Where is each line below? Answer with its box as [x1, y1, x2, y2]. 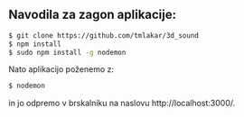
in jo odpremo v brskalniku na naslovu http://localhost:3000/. [8, 98, 236, 109]
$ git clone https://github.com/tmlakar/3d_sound [8, 31, 200, 40]
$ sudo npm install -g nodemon [8, 48, 127, 57]
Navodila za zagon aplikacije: [8, 7, 177, 22]
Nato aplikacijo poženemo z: [8, 64, 115, 75]
